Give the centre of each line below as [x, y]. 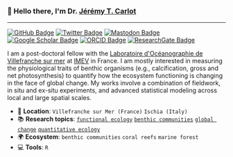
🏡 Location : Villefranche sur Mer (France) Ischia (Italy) [102, 111]
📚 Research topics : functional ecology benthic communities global [115, 119]
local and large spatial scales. [50, 98]
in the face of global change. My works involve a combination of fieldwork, [114, 83]
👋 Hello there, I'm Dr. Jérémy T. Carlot [72, 11]
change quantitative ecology [59, 130]
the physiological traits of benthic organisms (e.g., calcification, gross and [113, 68]
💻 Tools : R [33, 147]
